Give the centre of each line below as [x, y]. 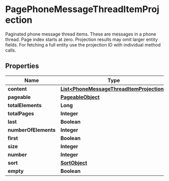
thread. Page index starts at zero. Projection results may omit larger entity [81, 39]
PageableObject [80, 97]
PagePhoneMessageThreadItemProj [82, 9]
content [17, 88]
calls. [11, 50]
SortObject [74, 163]
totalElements [25, 105]
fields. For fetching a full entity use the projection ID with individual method [83, 44]
